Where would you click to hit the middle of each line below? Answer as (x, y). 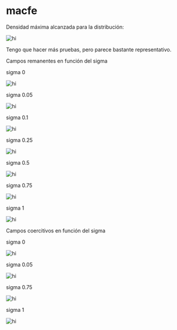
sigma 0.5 (18, 162)
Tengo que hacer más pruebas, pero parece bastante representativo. (89, 49)
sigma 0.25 (20, 140)
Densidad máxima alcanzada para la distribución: (65, 27)
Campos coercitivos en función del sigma (56, 230)
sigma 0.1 (17, 117)
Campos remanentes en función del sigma (57, 61)
